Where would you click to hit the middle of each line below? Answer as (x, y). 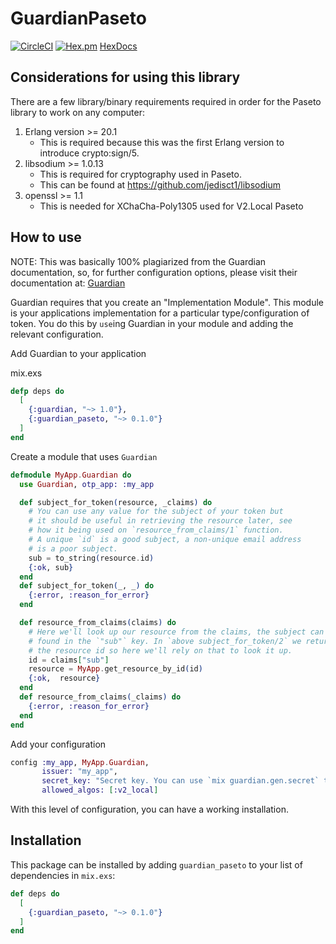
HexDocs (118, 46)
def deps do (35, 893)
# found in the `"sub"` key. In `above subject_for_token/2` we (165, 641)
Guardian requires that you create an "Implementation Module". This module (167, 302)
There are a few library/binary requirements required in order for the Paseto (166, 101)
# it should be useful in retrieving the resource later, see (160, 521)
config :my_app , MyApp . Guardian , (80, 762)
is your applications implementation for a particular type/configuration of (160, 313)
